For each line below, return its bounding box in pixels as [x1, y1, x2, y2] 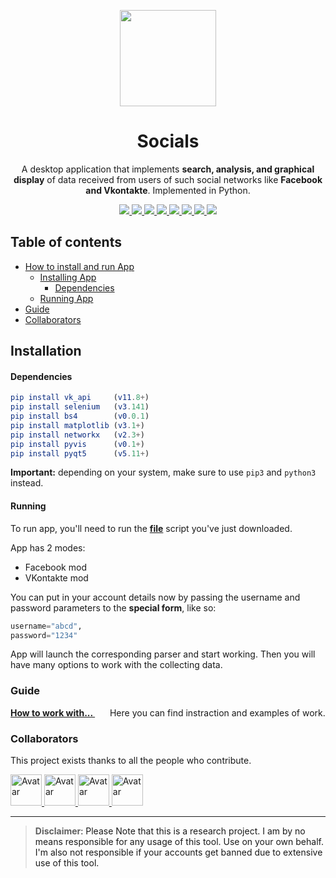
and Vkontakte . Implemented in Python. [85, 184, 251, 196]
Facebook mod [24, 561, 87, 573]
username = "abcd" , [10, 621, 83, 631]
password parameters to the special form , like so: [10, 601, 217, 614]
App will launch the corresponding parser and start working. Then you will [10, 648, 316, 660]
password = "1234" [10, 630, 78, 640]
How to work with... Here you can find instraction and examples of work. [10, 706, 326, 719]
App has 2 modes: [10, 541, 86, 554]
